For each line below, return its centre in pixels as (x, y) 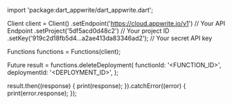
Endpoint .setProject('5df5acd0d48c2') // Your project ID (88, 31)
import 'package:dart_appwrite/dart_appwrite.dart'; (80, 10)
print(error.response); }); (42, 93)
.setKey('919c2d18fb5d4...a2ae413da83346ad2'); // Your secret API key (110, 38)
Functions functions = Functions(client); (64, 52)
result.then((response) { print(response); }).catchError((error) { (97, 86)
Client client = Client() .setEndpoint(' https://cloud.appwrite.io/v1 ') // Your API (116, 23)
